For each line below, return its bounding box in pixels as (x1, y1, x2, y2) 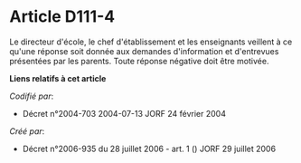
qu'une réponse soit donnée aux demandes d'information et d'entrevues (9, 45, 279, 56)
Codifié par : (9, 91, 54, 101)
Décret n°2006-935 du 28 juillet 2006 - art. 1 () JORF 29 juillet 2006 (22, 143, 277, 154)
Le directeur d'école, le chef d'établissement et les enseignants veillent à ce (9, 36, 293, 47)
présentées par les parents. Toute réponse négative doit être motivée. (9, 55, 269, 66)
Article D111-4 (9, 6, 116, 27)
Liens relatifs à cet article (9, 72, 107, 83)
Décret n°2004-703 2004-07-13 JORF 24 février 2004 (22, 108, 226, 119)
